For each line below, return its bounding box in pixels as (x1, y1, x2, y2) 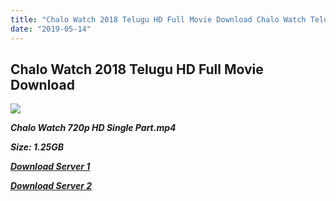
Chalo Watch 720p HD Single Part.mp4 (10, 122, 177, 134)
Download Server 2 (10, 180, 93, 192)
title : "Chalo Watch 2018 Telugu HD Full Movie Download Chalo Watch (10, 14, 307, 25)
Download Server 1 (10, 161, 91, 173)
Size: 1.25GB (10, 141, 64, 153)
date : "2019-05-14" (10, 24, 92, 34)
